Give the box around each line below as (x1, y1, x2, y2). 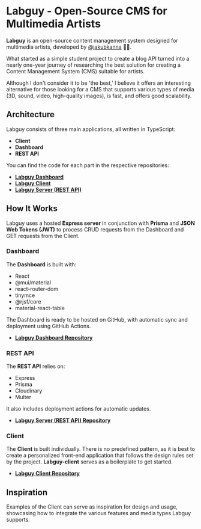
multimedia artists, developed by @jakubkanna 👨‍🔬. (6, 43, 132, 50)
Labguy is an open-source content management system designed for (6, 37, 178, 44)
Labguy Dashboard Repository (14, 334, 93, 341)
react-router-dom (14, 285, 59, 292)
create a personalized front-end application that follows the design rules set (6, 452, 194, 459)
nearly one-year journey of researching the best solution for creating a (6, 61, 181, 69)
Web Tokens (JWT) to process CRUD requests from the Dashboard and (6, 225, 184, 233)
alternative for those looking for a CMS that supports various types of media (6, 85, 195, 93)
